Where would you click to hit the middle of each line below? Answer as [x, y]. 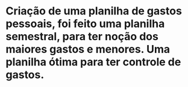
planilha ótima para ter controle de [93, 62]
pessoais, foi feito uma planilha [85, 24]
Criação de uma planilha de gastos [94, 11]
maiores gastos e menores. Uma [88, 49]
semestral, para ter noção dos [82, 37]
